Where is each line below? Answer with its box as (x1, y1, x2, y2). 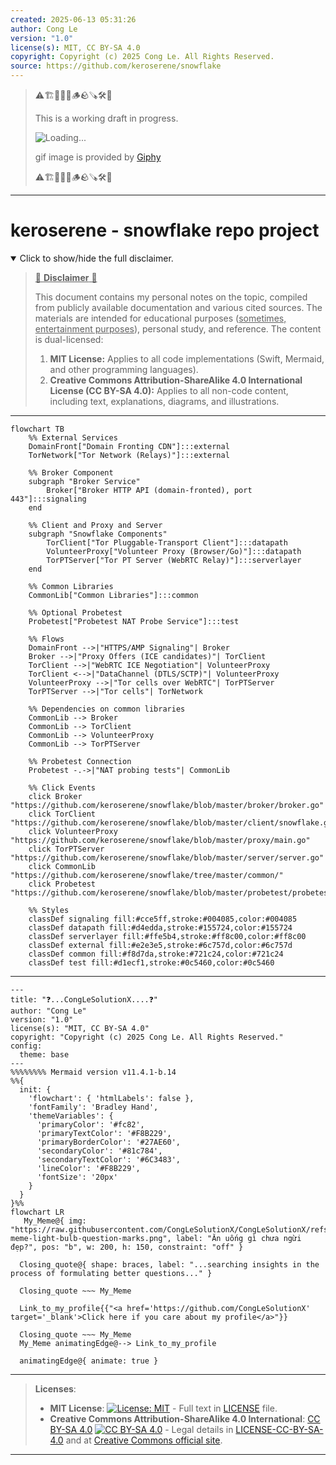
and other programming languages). (49, 363, 199, 375)
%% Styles (28, 905, 70, 915)
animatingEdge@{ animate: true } (19, 1356, 159, 1366)
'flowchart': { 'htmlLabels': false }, (28, 1093, 195, 1103)
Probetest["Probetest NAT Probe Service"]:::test (28, 616, 240, 626)
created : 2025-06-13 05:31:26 (10, 14, 137, 25)
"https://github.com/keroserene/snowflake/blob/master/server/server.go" (10, 852, 325, 863)
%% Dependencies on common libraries (28, 704, 186, 714)
